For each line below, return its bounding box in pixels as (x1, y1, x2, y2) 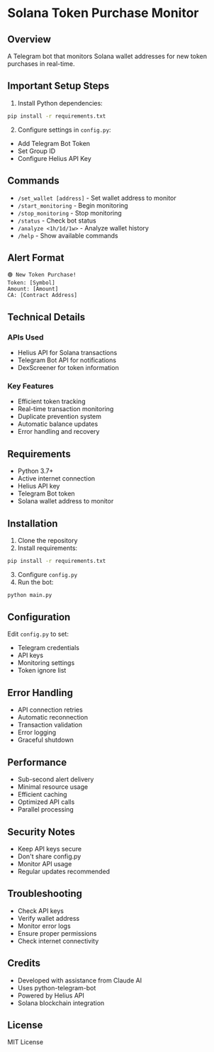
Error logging (17, 728, 57, 737)
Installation (7, 517, 58, 530)
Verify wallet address (17, 914, 80, 922)
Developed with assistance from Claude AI (17, 976, 142, 985)
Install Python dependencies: (17, 99, 103, 107)
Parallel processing (17, 805, 74, 814)
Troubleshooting (7, 888, 83, 900)
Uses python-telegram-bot (17, 983, 96, 992)
